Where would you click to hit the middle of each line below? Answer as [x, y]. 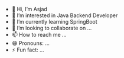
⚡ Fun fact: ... [28, 50]
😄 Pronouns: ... [31, 43]
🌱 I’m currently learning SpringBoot [54, 22]
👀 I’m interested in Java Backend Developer [65, 15]
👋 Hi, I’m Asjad [29, 9]
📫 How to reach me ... [39, 35]
